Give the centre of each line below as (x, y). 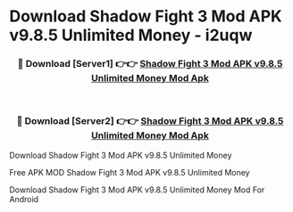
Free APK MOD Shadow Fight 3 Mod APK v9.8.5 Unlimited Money (130, 172)
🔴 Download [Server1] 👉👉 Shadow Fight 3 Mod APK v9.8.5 (150, 64)
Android (24, 199)
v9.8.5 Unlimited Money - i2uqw (131, 35)
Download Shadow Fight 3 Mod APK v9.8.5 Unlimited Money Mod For (137, 190)
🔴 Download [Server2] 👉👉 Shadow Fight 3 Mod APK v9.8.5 (150, 121)
